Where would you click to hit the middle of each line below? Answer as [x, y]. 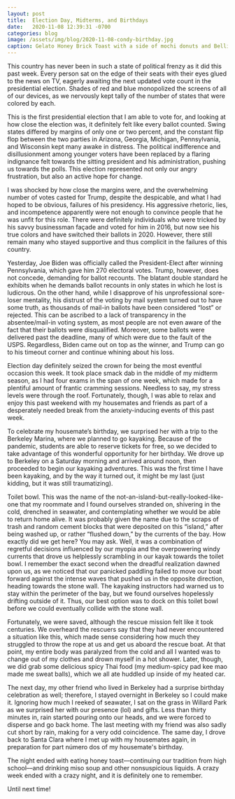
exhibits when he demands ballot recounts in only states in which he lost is [115, 285]
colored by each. [31, 103]
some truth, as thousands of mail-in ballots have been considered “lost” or [114, 307]
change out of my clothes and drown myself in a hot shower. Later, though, [115, 659]
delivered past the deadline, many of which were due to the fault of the [109, 337]
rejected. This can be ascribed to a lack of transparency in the [97, 315]
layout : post [26, 14]
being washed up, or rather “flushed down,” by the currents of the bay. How [116, 534]
